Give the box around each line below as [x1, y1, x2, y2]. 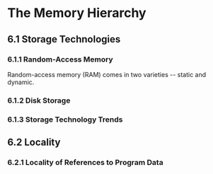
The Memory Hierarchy [7, 5, 146, 21]
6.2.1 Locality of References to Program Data [7, 158, 164, 168]
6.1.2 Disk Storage [7, 95, 71, 105]
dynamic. [7, 78, 35, 86]
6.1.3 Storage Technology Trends [7, 115, 123, 124]
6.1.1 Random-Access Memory [7, 54, 113, 64]
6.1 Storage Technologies [7, 33, 121, 45]
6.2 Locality [7, 137, 61, 149]
